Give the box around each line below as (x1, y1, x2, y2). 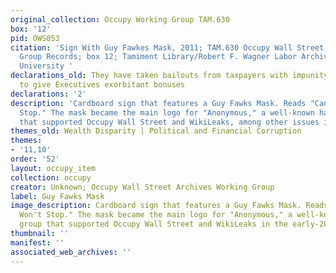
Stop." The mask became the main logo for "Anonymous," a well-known (19, 107, 315, 118)
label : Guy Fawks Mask (10, 191, 105, 201)
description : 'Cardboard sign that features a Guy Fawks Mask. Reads (10, 98, 307, 108)
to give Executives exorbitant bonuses (19, 80, 186, 90)
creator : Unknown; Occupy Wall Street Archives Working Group (10, 182, 275, 192)
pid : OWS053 (10, 33, 60, 43)
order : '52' (10, 154, 60, 164)
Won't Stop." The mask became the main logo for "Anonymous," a (19, 210, 293, 220)
